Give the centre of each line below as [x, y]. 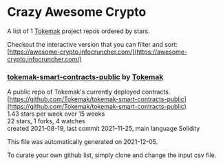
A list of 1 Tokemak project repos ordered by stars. [78, 31]
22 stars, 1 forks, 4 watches [46, 121]
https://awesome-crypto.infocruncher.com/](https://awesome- [98, 52]
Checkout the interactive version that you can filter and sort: [92, 44]
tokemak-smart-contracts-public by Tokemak [85, 76]
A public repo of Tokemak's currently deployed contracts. [89, 92]
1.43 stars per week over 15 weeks [56, 114]
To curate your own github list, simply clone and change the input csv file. [112, 155]
